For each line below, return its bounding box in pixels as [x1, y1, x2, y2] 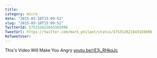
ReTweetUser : [5, 34, 31, 39]
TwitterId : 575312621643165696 [5, 25, 68, 30]
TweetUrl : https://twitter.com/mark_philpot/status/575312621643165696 [5, 29, 152, 34]
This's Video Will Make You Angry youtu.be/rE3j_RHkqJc [5, 47, 118, 53]
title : [5, 7, 18, 12]
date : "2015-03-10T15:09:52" [5, 16, 64, 21]
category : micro [5, 12, 38, 16]
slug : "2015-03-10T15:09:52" [5, 20, 64, 26]
